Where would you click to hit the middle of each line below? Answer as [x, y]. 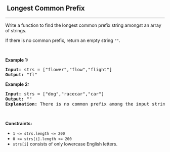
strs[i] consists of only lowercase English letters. [65, 144]
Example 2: [17, 84]
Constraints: [19, 123]
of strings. [16, 30]
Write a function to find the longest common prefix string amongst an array [83, 25]
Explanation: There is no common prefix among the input [77, 104]
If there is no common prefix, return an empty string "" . [63, 40]
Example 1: [17, 60]
